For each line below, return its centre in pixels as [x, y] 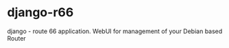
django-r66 [40, 13]
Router [16, 38]
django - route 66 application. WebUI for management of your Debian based [115, 31]
